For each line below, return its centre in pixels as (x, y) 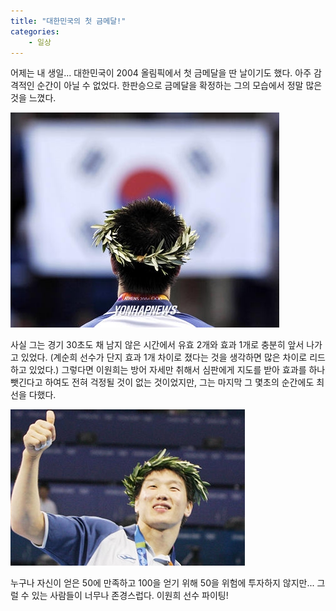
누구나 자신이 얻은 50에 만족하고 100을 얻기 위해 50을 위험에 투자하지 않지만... (162, 583)
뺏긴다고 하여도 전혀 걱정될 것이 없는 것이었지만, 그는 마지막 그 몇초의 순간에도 (162, 382)
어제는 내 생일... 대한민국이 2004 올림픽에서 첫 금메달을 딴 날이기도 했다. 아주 (161, 73)
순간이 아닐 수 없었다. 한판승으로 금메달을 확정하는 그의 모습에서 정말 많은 (179, 86)
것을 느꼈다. (33, 98)
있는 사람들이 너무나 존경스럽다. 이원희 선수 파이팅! (130, 596)
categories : (35, 31)
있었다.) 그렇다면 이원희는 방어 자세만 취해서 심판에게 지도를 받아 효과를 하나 (177, 370)
